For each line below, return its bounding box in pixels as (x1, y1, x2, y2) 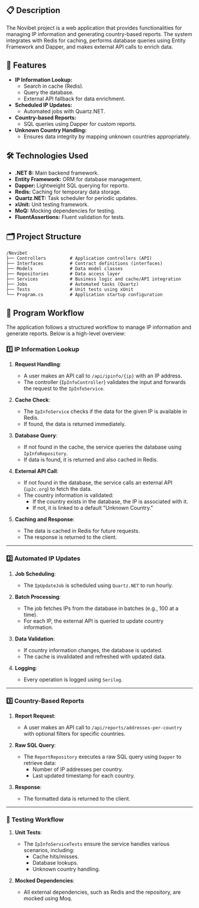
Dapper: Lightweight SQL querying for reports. (14, 182, 129, 189)
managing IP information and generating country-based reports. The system (6, 30, 192, 37)
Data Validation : (14, 635, 55, 642)
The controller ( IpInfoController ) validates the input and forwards (23, 379, 186, 386)
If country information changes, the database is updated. (23, 646, 163, 653)
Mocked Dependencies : (14, 877, 75, 884)
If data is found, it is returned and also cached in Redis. (23, 456, 158, 463)
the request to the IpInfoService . (23, 385, 105, 392)
